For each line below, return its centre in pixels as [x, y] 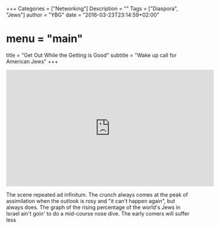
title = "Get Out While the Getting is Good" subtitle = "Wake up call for [91, 55]
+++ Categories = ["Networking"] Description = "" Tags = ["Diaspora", [92, 9]
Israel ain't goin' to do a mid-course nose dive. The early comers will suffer [98, 213]
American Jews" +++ [32, 61]
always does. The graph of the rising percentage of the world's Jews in [93, 207]
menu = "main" [44, 39]
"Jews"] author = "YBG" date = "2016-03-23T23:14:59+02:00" [83, 15]
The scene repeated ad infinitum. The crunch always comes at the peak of [97, 194]
